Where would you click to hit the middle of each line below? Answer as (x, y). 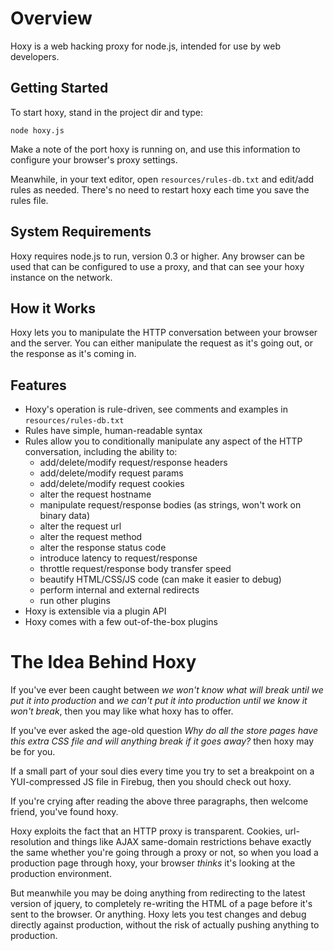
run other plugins (75, 601)
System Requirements (81, 232)
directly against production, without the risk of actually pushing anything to (165, 925)
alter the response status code (103, 548)
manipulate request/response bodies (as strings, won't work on (170, 505)
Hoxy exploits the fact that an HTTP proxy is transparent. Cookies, (146, 831)
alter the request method (91, 537)
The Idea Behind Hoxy (103, 662)
